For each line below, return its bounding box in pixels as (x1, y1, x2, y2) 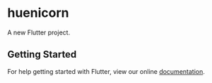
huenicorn (7, 5, 69, 21)
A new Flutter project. (7, 28, 71, 37)
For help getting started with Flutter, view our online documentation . (7, 67, 205, 75)
